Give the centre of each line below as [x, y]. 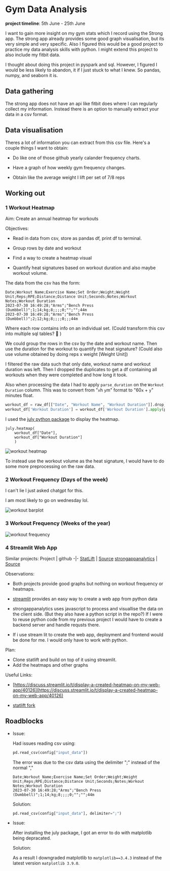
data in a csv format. [27, 114]
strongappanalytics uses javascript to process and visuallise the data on [88, 608]
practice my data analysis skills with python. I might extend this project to [82, 49]
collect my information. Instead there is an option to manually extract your [82, 109]
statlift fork [24, 705]
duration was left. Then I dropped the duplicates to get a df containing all [81, 370]
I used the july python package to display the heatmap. [62, 419]
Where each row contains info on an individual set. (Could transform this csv [85, 329]
